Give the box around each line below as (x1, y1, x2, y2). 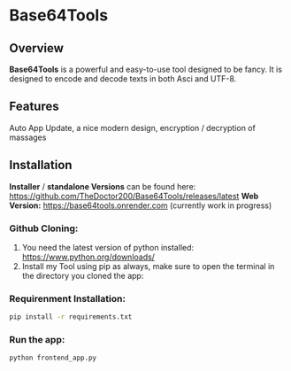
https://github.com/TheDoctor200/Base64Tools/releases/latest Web (9, 190, 259, 201)
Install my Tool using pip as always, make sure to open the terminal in (21, 260, 275, 271)
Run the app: (9, 334, 65, 346)
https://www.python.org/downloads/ (21, 251, 155, 262)
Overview (9, 41, 65, 56)
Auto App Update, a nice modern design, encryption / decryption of (9, 122, 257, 133)
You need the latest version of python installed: (21, 242, 195, 252)
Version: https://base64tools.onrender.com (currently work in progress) (9, 200, 272, 211)
